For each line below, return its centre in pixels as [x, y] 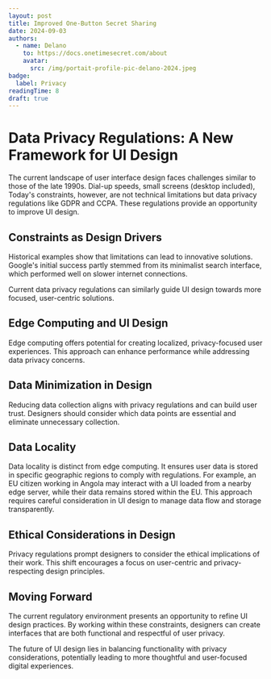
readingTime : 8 [34, 91]
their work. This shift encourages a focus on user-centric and [110, 563]
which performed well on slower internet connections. [98, 274]
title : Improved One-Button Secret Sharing [83, 23]
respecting [26, 571]
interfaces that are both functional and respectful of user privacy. [117, 633]
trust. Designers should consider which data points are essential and [122, 413]
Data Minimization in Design [80, 385]
